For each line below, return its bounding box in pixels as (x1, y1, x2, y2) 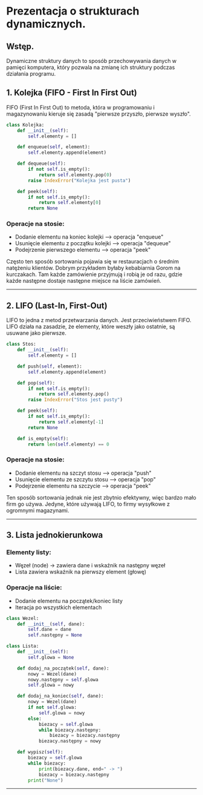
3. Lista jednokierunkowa (6, 530, 103, 540)
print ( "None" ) (28, 777, 63, 783)
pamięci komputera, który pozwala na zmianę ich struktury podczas (6, 64, 175, 71)
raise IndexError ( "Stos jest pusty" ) (28, 397, 123, 403)
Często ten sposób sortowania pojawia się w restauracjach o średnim (6, 258, 179, 265)
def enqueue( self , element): (17, 144, 91, 150)
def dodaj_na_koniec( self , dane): (17, 693, 104, 699)
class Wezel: (6, 615, 39, 621)
